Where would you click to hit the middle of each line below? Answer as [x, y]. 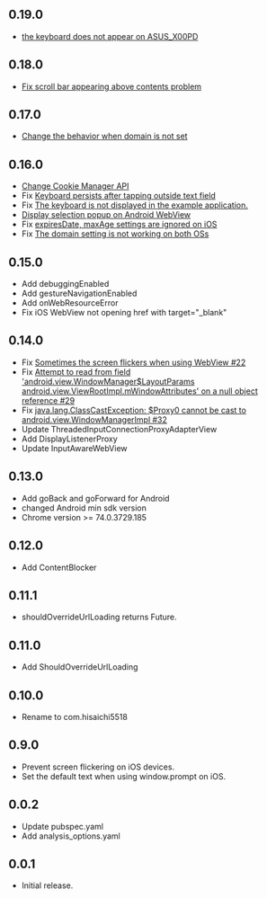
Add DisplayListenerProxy [69, 439]
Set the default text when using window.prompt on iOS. [124, 776]
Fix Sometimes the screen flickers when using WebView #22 [133, 362]
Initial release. [47, 885]
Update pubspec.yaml [62, 826]
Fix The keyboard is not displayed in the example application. [134, 205]
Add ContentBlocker [59, 567]
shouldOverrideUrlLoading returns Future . [99, 617]
